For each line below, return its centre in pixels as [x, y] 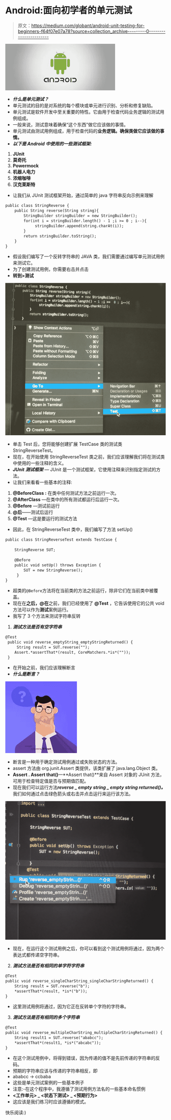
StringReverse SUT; [35, 550]
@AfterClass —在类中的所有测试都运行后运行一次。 [67, 499]
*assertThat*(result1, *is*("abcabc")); [58, 1043]
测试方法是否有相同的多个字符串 [46, 1018]
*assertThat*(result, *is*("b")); [51, 992]
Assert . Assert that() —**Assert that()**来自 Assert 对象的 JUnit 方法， [88, 775]
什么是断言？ [26, 674]
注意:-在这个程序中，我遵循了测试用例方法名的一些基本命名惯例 [79, 1089]
